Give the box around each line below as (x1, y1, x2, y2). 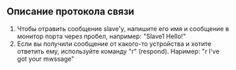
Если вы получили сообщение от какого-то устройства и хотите (16, 39, 212, 48)
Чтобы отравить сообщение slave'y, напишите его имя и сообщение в (16, 24, 230, 33)
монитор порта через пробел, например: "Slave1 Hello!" (16, 32, 186, 40)
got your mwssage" (16, 54, 75, 63)
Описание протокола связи (6, 6, 135, 18)
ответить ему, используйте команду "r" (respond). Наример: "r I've (16, 47, 220, 55)
